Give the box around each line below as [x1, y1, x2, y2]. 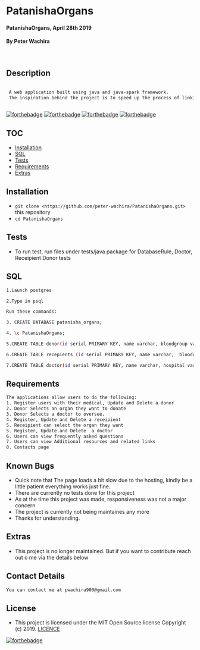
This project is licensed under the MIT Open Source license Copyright [14, 619, 186, 626]
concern [14, 502, 36, 509]
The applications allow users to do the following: [6, 394, 137, 401]
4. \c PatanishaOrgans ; [6, 330, 65, 337]
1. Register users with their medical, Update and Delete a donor [6, 400, 174, 406]
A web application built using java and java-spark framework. [8, 89, 169, 95]
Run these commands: [6, 309, 58, 315]
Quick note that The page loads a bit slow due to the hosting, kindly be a [14, 477, 193, 484]
